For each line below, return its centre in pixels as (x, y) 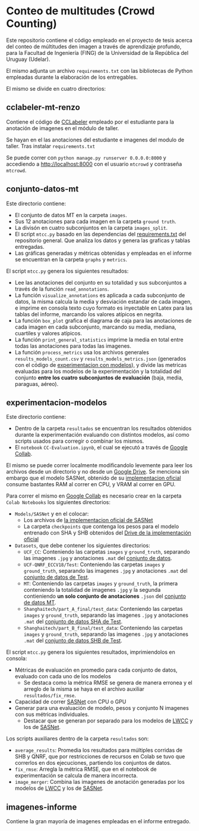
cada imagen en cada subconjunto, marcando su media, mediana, (95, 327)
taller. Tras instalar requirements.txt (51, 146)
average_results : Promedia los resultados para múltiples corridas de (99, 750)
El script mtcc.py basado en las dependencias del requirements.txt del (100, 234)
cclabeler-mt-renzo (43, 108)
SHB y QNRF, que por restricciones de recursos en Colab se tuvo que (100, 756)
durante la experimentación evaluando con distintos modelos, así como (102, 435)
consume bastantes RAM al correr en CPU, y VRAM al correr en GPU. (91, 484)
